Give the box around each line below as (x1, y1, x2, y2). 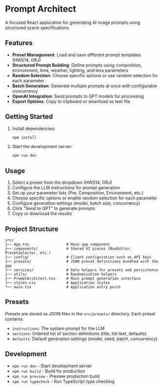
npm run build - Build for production (12, 368, 85, 374)
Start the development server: (12, 144, 73, 150)
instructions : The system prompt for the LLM (12, 325, 105, 331)
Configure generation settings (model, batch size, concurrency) (12, 200, 141, 206)
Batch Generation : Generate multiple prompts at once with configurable (12, 83, 157, 89)
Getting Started (5, 113, 53, 121)
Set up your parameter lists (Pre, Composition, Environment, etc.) (12, 190, 143, 196)
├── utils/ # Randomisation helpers (5, 272, 117, 276)
